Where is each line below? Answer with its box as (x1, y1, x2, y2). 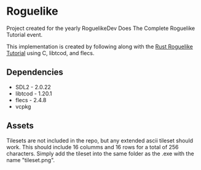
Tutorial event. (6, 31, 43, 38)
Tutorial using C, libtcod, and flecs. (6, 49, 95, 56)
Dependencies (6, 67, 63, 78)
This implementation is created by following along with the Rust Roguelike (6, 43, 194, 50)
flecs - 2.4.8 (15, 96, 47, 103)
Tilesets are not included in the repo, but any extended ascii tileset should (6, 136, 194, 144)
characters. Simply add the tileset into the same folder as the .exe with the (6, 150, 195, 157)
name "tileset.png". (6, 156, 55, 163)
